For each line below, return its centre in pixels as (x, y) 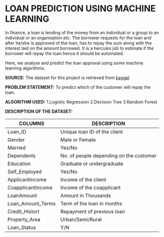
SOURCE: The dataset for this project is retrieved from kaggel (67, 78)
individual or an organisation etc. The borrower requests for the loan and (78, 38)
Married (17, 148)
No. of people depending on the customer (108, 156)
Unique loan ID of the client (92, 132)
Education (19, 163)
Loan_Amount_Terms (32, 203)
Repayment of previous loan (93, 211)
